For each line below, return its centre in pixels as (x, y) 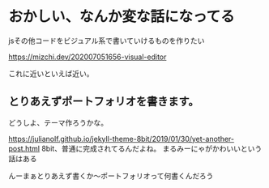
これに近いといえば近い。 (51, 73)
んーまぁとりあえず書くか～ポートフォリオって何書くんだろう (111, 176)
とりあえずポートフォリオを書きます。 (104, 102)
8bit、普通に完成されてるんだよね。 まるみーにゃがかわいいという (152, 148)
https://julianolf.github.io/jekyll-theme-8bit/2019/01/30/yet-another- (122, 139)
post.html (24, 148)
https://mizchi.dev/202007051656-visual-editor (88, 57)
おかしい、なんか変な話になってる (122, 17)
